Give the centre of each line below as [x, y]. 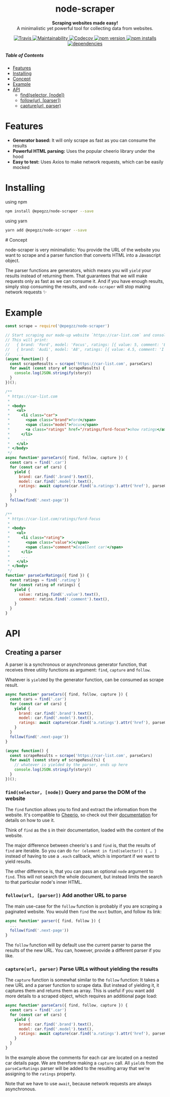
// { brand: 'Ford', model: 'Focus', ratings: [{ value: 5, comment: [82, 345]
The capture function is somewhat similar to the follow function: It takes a [82, 980]
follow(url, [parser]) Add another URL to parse [66, 895]
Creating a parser [33, 652]
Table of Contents [25, 55]
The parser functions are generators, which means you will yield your [78, 270]
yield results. [18, 861]
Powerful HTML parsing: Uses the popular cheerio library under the [84, 151]
